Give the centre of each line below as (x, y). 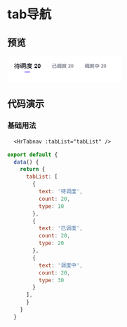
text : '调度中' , (60, 265)
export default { (33, 155)
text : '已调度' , (60, 228)
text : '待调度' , (60, 192)
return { (33, 169)
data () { (26, 162)
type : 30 (51, 280)
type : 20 (51, 243)
